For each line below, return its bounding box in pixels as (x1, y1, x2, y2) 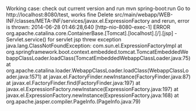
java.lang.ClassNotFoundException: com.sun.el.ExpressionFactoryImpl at (6, 42, 183, 49)
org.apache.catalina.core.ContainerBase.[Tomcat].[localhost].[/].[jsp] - (6, 30, 177, 37)
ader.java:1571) (6, 73, 42, 80)
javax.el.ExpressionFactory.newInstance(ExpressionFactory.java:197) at (6, 86, 179, 92)
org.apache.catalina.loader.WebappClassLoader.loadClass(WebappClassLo (6, 67, 189, 74)
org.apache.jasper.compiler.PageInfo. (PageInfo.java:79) (6, 98, 141, 105)
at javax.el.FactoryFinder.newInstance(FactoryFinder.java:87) (43, 73, 191, 80)
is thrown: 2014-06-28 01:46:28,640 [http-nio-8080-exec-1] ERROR (6, 23, 171, 30)
